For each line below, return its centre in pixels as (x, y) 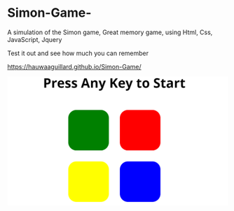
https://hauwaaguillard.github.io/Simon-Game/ (74, 66)
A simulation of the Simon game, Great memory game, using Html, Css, (110, 32)
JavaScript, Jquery (35, 39)
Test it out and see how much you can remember (78, 53)
